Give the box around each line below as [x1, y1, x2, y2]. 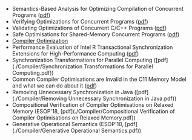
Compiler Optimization [12, 37, 68, 44]
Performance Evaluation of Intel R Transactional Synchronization [12, 43, 173, 51]
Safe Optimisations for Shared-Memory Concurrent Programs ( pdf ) [12, 31, 180, 38]
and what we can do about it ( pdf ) [12, 82, 98, 89]
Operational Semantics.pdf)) [70, 127, 141, 134]
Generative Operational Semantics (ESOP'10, [12, 121, 124, 127]
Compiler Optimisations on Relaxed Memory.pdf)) [12, 114, 136, 121]
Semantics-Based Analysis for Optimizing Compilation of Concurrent [12, 5, 184, 12]
